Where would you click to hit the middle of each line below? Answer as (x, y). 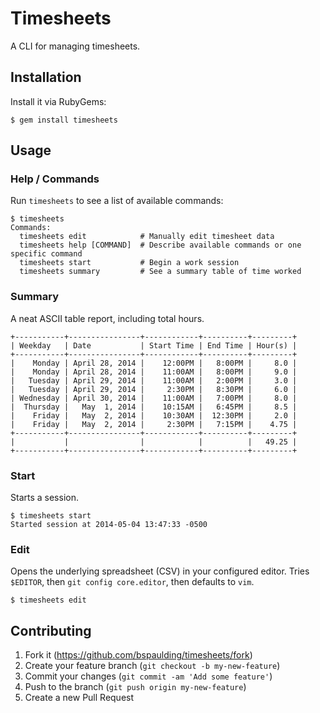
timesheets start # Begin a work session (129, 263)
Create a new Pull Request (79, 698)
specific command (46, 254)
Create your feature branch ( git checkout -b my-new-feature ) (152, 666)
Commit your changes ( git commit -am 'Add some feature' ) (148, 676)
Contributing (51, 630)
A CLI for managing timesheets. (75, 46)
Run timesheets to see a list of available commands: (117, 201)
